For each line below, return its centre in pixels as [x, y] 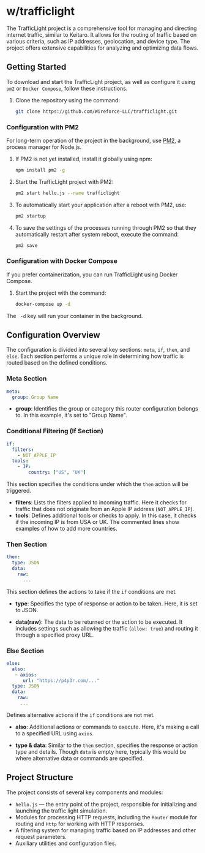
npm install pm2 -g [40, 170]
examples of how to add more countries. [66, 529]
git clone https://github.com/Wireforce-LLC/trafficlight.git [96, 112]
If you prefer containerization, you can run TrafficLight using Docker [92, 275]
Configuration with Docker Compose [62, 261]
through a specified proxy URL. [54, 635]
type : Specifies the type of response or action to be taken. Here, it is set [106, 603]
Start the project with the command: [61, 293]
